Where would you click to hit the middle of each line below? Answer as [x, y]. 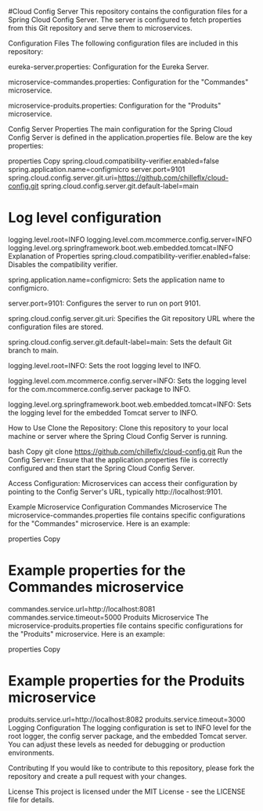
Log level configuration [85, 218]
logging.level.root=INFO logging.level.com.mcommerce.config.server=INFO [130, 239]
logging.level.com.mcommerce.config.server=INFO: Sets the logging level [127, 381]
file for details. [31, 799]
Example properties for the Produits [126, 681]
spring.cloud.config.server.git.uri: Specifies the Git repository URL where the [131, 318]
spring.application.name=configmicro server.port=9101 [97, 169]
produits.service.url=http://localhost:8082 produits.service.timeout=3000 [127, 719]
